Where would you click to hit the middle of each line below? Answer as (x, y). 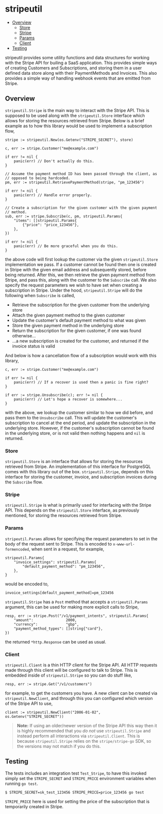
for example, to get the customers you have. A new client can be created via (81, 693)
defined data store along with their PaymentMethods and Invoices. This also (81, 73)
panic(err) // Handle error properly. (53, 195)
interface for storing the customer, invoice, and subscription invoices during (81, 477)
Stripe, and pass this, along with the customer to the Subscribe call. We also (81, 280)
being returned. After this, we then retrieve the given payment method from (80, 275)
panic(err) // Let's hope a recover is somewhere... (68, 399)
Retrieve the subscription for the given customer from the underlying (81, 305)
